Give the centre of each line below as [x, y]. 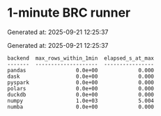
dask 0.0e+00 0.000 [81, 76]
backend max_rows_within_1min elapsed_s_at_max [81, 58]
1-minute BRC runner [69, 13]
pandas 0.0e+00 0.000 [81, 70]
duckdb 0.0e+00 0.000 [81, 94]
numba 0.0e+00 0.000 [81, 107]
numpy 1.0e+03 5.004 [81, 101]
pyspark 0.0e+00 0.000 [81, 82]
